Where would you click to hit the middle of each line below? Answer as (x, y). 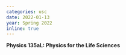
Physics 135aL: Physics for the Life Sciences (63, 45)
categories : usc (27, 12)
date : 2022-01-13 (28, 17)
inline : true (23, 28)
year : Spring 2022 (29, 23)
